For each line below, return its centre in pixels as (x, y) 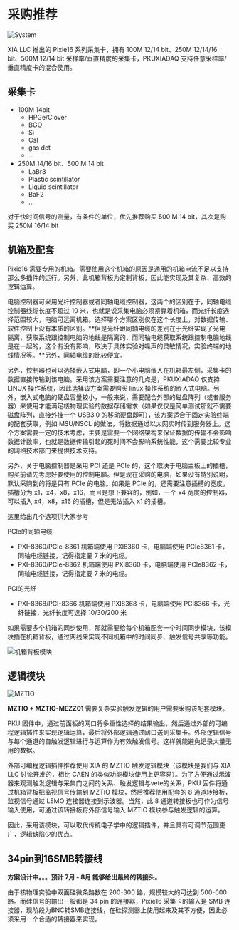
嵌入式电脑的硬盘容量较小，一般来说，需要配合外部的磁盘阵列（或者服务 (126, 397)
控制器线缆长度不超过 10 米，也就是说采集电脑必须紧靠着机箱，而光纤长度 (115, 310)
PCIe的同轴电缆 (30, 531)
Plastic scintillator (54, 179)
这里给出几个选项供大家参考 (48, 516)
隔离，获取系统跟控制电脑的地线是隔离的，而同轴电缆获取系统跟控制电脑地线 (119, 337)
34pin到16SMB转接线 (55, 858)
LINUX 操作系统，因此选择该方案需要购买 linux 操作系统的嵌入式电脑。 (110, 388)
